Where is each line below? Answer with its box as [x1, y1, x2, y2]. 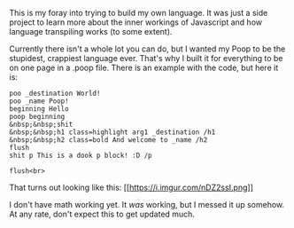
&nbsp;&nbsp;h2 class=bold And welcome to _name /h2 [9, 136, 208, 145]
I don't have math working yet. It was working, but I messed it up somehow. [9, 200, 285, 209]
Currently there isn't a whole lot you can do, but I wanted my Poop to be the [9, 43, 286, 54]
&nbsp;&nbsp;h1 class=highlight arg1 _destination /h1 [9, 128, 216, 137]
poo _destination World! [9, 89, 101, 98]
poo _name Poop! [9, 97, 69, 106]
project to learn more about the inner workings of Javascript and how [9, 17, 263, 28]
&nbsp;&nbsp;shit [9, 120, 73, 129]
